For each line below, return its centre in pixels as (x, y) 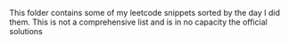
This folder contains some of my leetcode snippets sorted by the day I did (145, 13)
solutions (26, 31)
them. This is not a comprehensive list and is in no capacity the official (138, 22)
